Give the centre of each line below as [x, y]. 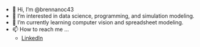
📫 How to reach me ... [40, 29]
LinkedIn [32, 38]
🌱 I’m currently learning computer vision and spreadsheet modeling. [98, 22]
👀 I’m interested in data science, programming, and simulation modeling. [103, 16]
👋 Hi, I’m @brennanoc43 [43, 9]
